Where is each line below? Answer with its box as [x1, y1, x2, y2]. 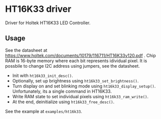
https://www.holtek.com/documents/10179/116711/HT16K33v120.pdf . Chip [5, 52, 157, 58]
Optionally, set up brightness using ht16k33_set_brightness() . [12, 78, 139, 83]
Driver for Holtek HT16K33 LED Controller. [5, 20, 90, 26]
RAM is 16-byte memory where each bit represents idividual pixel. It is [5, 58, 147, 64]
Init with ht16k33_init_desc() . [12, 73, 73, 79]
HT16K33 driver [5, 3, 72, 15]
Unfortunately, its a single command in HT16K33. [12, 88, 112, 94]
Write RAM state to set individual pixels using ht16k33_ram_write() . [12, 93, 149, 99]
